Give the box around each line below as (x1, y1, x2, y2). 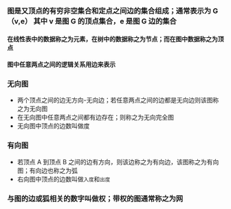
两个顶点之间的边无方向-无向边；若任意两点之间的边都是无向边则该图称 (16, 96, 219, 104)
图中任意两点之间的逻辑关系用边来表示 (7, 60, 115, 69)
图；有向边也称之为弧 (16, 166, 78, 175)
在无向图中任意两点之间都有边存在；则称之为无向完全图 (16, 113, 174, 122)
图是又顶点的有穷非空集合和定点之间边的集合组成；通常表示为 (7, 5, 212, 15)
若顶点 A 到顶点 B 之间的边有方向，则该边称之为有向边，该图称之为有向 (16, 157, 219, 166)
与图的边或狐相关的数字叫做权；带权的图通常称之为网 (7, 194, 184, 203)
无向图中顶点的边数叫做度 (16, 122, 90, 130)
